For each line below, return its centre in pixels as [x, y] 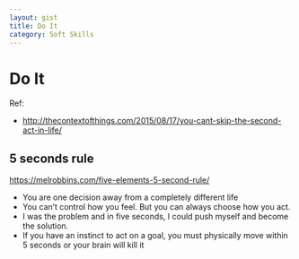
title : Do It [34, 26]
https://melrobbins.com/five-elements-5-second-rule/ [110, 180]
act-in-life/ [42, 130]
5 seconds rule [52, 158]
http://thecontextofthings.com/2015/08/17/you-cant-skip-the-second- [152, 121]
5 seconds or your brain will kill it [83, 245]
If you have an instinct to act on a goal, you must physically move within [155, 236]
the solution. [45, 226]
